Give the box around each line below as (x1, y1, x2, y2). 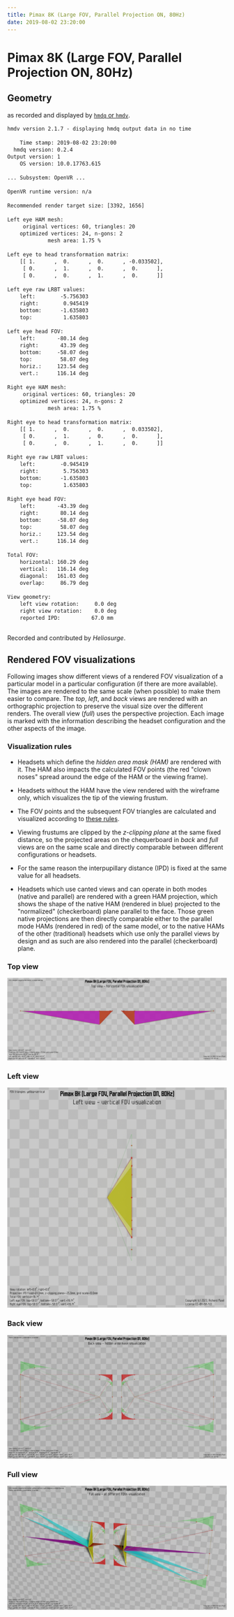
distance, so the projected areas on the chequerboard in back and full (17, 835, 219, 843)
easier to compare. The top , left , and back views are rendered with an (7, 695, 208, 703)
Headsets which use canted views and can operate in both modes (17, 885, 208, 893)
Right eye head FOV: (7, 495, 68, 502)
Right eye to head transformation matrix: (7, 419, 132, 426)
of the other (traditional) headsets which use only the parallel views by (17, 929, 220, 938)
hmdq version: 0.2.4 (13, 146, 73, 153)
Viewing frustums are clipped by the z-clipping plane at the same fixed (17, 828, 221, 836)
